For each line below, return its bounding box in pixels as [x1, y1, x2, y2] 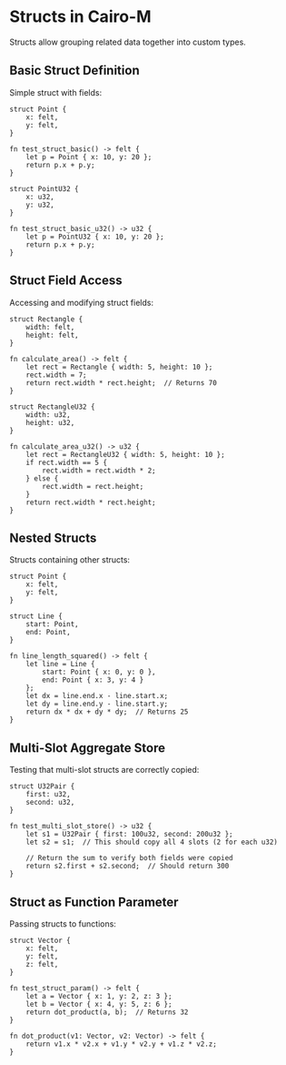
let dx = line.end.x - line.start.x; [25, 692, 169, 701]
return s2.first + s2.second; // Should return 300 [25, 862, 230, 871]
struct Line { [9, 612, 64, 621]
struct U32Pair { [9, 782, 75, 791]
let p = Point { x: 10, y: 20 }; [25, 152, 153, 161]
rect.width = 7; [25, 370, 88, 380]
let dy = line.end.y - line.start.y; [25, 699, 169, 709]
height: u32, [25, 418, 75, 427]
